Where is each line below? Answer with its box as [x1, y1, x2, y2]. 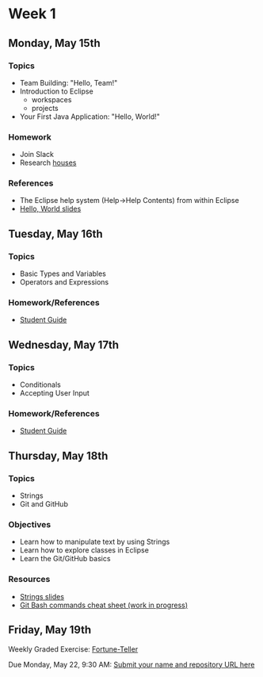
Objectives [8, 519, 51, 530]
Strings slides [19, 591, 65, 601]
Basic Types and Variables [19, 269, 107, 278]
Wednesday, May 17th [8, 338, 120, 351]
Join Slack [19, 150, 54, 159]
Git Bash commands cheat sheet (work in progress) [19, 600, 189, 610]
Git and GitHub [19, 499, 69, 509]
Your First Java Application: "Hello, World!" [19, 112, 161, 121]
